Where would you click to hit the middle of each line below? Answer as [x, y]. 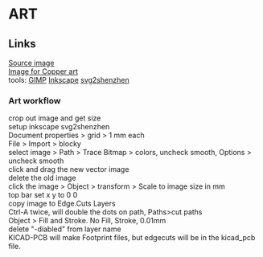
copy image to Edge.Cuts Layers [62, 204]
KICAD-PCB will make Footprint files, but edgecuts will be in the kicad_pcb [132, 238]
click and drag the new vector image [69, 169]
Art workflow [35, 100]
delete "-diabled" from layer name [65, 229]
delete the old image [42, 178]
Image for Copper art [43, 71]
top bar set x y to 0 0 [43, 195]
